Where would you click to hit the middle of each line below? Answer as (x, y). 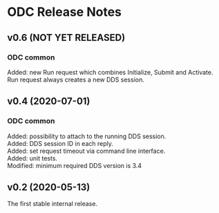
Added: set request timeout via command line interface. (86, 151)
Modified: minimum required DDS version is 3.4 (75, 165)
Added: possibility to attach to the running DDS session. (87, 136)
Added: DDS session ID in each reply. (60, 143)
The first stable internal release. (53, 204)
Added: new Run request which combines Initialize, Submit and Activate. (110, 72)
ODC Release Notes (65, 12)
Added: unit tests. (32, 158)
